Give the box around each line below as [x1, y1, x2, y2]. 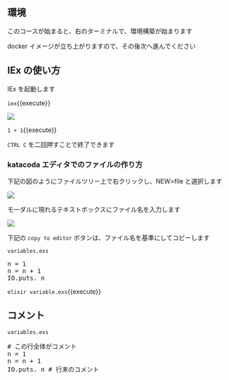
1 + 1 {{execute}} [7, 126, 57, 134]
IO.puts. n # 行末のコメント [7, 365, 100, 373]
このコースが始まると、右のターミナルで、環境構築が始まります [7, 27, 193, 35]
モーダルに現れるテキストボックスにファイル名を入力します [7, 205, 181, 213]
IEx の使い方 [7, 64, 61, 76]
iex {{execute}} [7, 98, 51, 107]
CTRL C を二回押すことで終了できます [7, 140, 115, 148]
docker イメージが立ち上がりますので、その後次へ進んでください [7, 42, 196, 50]
